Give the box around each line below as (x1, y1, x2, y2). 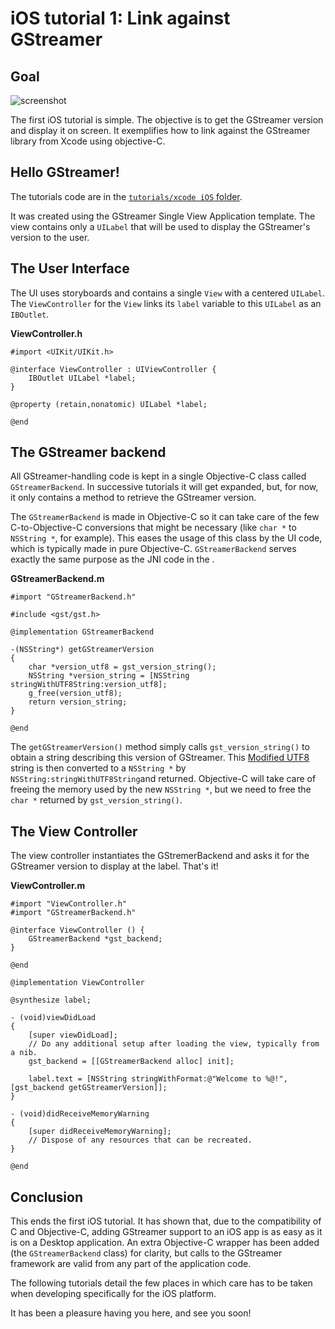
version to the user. (10, 231, 90, 243)
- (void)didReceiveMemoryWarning (10, 1109, 150, 1119)
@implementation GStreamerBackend (10, 627, 155, 637)
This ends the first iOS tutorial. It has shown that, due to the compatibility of (10, 1215, 322, 1227)
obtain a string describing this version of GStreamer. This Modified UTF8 (10, 752, 310, 764)
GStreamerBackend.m (10, 573, 105, 585)
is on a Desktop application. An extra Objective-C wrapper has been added (10, 1237, 320, 1249)
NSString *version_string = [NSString (28, 671, 190, 681)
